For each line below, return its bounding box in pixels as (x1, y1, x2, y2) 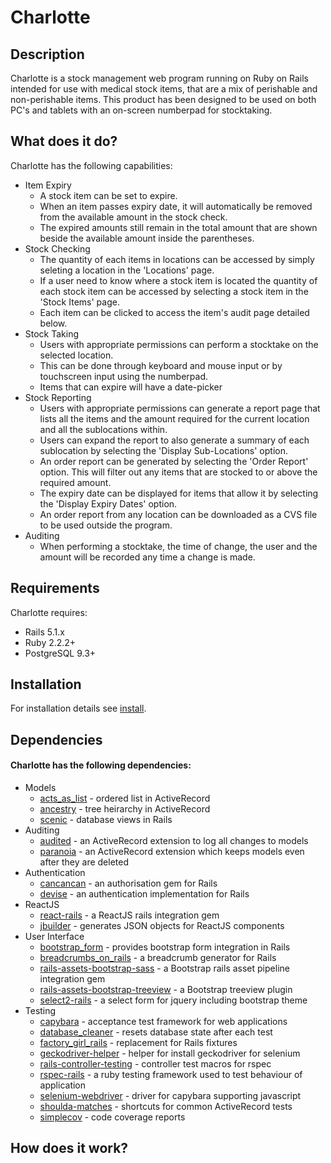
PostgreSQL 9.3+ (24, 647, 97, 659)
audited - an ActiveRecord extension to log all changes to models (39, 835, 309, 847)
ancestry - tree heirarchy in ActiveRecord (39, 803, 211, 815)
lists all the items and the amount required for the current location (39, 412, 310, 425)
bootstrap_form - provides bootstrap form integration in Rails (39, 941, 291, 953)
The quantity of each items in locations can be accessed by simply (39, 253, 315, 265)
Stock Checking (24, 242, 91, 255)
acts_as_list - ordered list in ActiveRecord (39, 792, 211, 805)
